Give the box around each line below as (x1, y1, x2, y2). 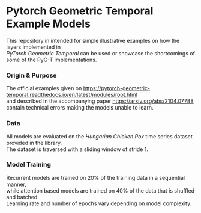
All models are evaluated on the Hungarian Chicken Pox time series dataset (6, 132, 193, 140)
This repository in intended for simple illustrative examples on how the (6, 37, 180, 44)
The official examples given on (6, 85, 82, 92)
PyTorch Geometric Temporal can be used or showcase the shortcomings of (6, 49, 195, 57)
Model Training (6, 161, 52, 169)
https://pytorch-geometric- (83, 85, 151, 92)
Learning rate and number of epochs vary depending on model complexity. (6, 200, 192, 207)
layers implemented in (6, 43, 61, 51)
